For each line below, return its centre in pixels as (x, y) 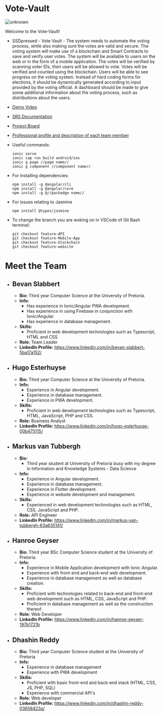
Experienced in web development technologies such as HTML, (89, 504)
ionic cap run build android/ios (46, 158)
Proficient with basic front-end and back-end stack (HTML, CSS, (91, 683)
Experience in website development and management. (81, 494)
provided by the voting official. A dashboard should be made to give (80, 87)
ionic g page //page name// (40, 162)
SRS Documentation (32, 116)
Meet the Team (36, 266)
